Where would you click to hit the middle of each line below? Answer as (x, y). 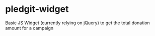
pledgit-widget (37, 9)
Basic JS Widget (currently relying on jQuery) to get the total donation (77, 23)
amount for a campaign (29, 28)
